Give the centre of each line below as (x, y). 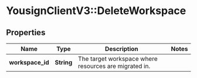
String (64, 62)
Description (122, 49)
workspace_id (29, 62)
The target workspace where (118, 59)
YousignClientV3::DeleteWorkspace (96, 11)
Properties (26, 33)
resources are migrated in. (114, 66)
